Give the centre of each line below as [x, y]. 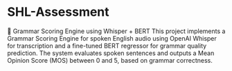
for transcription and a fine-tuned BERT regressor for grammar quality [107, 45]
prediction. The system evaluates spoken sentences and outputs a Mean [111, 53]
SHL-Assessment [58, 12]
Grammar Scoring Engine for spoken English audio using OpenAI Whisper [112, 38]
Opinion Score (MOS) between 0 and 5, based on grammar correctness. [110, 60]
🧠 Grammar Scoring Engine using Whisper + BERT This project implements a [116, 31]
